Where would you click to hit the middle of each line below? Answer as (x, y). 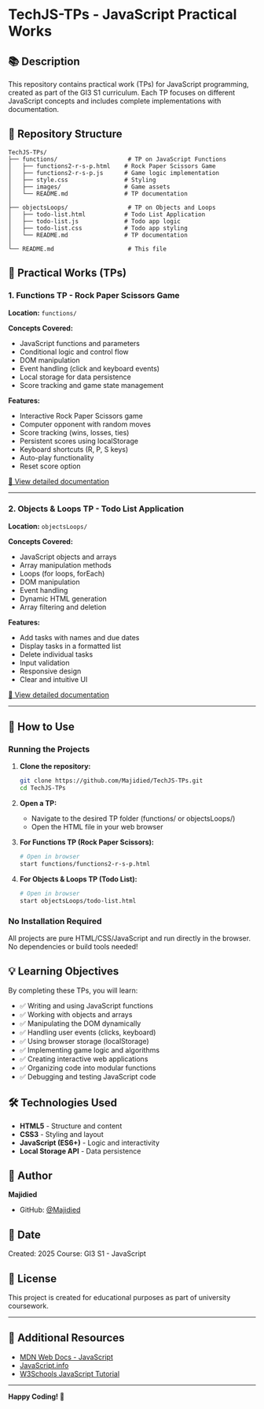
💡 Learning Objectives (64, 971)
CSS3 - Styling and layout (61, 1134)
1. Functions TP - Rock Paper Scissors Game (94, 296)
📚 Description (44, 61)
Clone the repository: (55, 766)
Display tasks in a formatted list (70, 646)
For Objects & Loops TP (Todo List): (78, 879)
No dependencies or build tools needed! (73, 947)
